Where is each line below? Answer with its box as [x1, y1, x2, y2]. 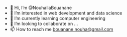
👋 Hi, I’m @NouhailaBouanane [10, 5, 72, 10]
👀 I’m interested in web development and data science [10, 10, 122, 16]
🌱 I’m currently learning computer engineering [10, 15, 105, 21]
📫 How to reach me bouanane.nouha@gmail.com [10, 26, 113, 32]
